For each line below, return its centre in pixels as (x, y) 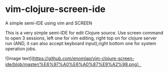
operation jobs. (21, 48)
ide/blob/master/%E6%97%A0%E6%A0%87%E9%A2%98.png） (73, 64)
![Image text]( (19, 58)
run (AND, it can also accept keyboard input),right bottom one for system (81, 43)
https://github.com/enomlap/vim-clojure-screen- (84, 58)
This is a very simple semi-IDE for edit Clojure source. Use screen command (84, 32)
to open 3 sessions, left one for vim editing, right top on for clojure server (81, 38)
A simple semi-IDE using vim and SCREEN (49, 23)
